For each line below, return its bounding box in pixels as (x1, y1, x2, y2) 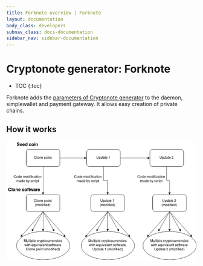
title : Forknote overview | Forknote (6, 10, 101, 16)
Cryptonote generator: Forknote (6, 62, 171, 76)
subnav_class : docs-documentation (6, 29, 94, 35)
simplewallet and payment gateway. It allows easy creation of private (6, 101, 178, 108)
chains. (6, 107, 25, 115)
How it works (6, 124, 57, 135)
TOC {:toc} (14, 82, 42, 90)
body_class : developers (6, 22, 66, 28)
